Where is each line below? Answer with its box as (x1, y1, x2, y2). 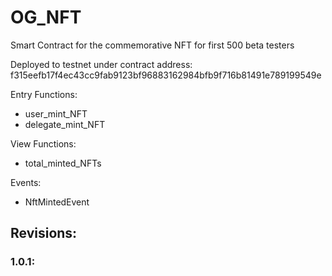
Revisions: (10, 225, 78, 242)
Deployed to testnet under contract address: (10, 58, 193, 70)
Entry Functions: (10, 88, 78, 100)
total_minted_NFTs (24, 157, 102, 169)
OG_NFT (10, 6, 82, 29)
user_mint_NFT (24, 107, 88, 120)
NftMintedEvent (24, 196, 90, 208)
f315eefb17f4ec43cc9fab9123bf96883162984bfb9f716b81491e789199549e (10, 69, 322, 81)
